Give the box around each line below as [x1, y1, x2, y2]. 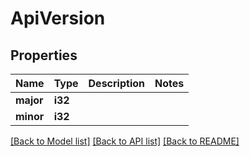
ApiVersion [10, 7, 106, 30]
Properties [10, 47, 78, 64]
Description [88, 77, 145, 90]
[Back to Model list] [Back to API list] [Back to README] [10, 135, 240, 147]
